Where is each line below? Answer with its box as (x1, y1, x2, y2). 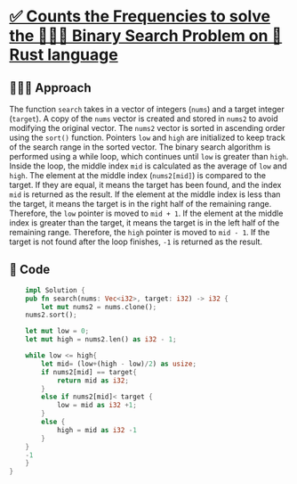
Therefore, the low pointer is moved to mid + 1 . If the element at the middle (9, 208, 284, 218)
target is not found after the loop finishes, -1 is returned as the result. (9, 236, 263, 247)
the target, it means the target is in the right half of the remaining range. (9, 199, 272, 209)
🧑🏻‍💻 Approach (9, 80, 92, 95)
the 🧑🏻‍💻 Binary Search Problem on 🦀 (9, 26, 283, 46)
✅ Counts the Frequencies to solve (9, 6, 271, 27)
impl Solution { (25, 285, 86, 295)
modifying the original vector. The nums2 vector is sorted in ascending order (9, 123, 285, 133)
